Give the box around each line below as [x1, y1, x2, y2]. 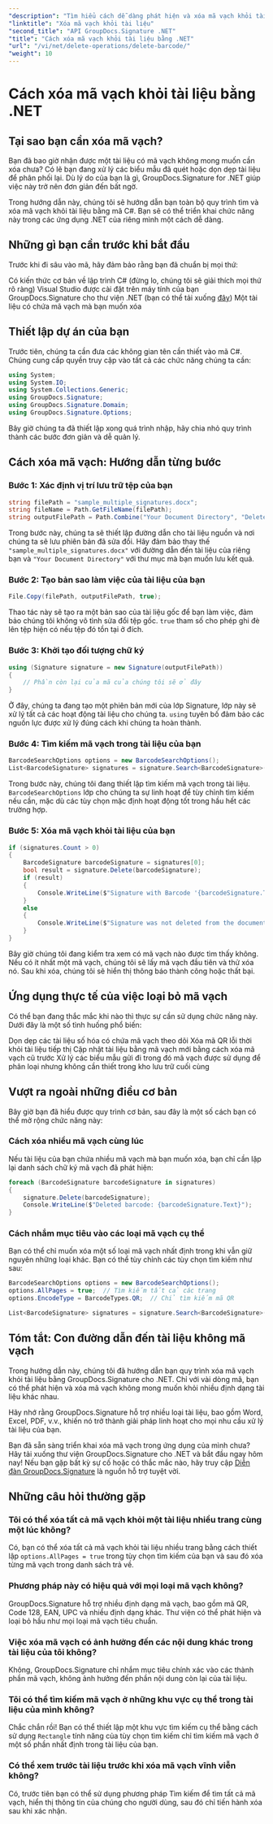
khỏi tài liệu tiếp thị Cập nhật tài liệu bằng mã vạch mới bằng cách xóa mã [8, 1044, 255, 1054]
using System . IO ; [8, 379, 67, 387]
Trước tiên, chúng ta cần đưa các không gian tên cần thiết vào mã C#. [8, 346, 242, 356]
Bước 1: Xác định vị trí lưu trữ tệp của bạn [8, 480, 173, 492]
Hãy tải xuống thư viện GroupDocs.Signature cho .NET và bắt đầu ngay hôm [8, 1449, 263, 1458]
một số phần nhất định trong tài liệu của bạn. [8, 1740, 158, 1749]
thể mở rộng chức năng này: [8, 1115, 103, 1125]
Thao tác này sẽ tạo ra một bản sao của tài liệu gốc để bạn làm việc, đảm [8, 607, 253, 617]
